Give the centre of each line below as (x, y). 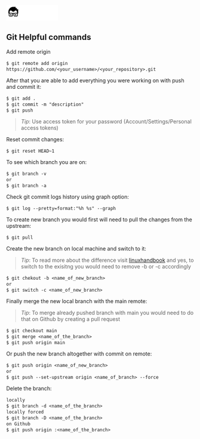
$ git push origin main (36, 342)
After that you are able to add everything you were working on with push (95, 80)
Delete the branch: (29, 388)
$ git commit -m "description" (45, 104)
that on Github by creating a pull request (70, 319)
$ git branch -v (26, 174)
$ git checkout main (32, 330)
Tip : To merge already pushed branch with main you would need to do (107, 313)
